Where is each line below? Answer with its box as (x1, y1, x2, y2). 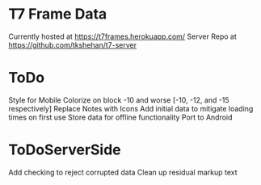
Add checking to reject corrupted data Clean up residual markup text (8, 167, 238, 177)
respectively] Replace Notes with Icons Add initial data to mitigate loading (8, 103, 254, 113)
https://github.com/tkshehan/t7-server (8, 40, 137, 49)
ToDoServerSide (8, 141, 121, 159)
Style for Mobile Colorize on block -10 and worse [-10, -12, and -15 (8, 95, 229, 105)
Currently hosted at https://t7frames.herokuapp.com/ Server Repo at (8, 32, 237, 41)
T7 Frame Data (8, 5, 107, 23)
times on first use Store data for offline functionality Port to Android (8, 112, 233, 122)
